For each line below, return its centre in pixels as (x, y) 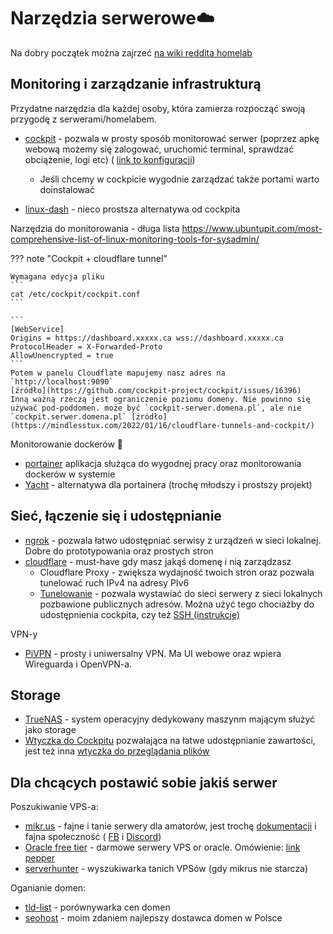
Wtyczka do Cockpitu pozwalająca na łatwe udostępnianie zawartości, (170, 741)
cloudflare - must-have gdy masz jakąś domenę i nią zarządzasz (158, 561)
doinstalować (67, 189)
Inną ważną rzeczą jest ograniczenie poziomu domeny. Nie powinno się (160, 399)
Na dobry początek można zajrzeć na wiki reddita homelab (131, 52)
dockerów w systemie (70, 474)
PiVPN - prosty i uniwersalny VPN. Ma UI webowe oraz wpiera (153, 653)
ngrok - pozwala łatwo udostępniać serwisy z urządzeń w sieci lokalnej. (173, 540)
